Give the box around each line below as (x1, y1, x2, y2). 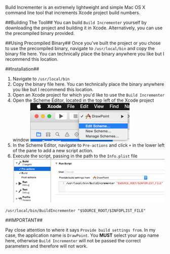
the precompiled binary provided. (5, 30, 75, 36)
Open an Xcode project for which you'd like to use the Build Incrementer (12, 92, 165, 98)
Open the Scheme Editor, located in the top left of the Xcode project (12, 97, 154, 103)
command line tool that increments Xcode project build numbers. (5, 10, 141, 16)
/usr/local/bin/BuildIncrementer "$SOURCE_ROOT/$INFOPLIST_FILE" (5, 208, 146, 214)
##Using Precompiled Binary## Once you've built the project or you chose (5, 40, 161, 46)
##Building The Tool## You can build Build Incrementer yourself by (5, 20, 147, 25)
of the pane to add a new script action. (12, 148, 94, 153)
